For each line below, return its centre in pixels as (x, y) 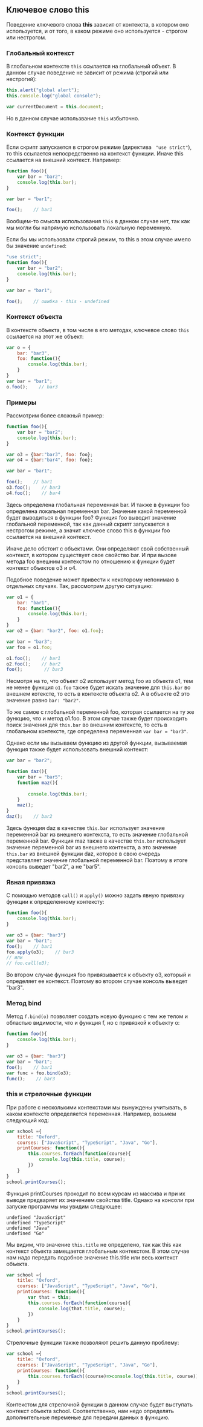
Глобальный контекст (40, 53)
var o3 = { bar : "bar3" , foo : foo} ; (50, 454)
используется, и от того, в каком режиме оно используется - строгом (97, 31)
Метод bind (24, 1004)
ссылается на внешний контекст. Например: (64, 160)
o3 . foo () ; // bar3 (34, 488)
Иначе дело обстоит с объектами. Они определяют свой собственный (98, 548)
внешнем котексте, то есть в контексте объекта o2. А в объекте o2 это (98, 694)
